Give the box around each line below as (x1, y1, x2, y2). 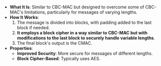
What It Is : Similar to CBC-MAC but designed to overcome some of (9, 4, 144, 10)
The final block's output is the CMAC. (17, 40, 93, 46)
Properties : (9, 46, 33, 51)
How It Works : (9, 15, 39, 20)
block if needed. (17, 25, 50, 31)
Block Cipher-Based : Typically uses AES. (17, 56, 101, 61)
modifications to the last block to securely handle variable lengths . (17, 35, 155, 41)
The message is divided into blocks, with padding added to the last (17, 19, 152, 25)
